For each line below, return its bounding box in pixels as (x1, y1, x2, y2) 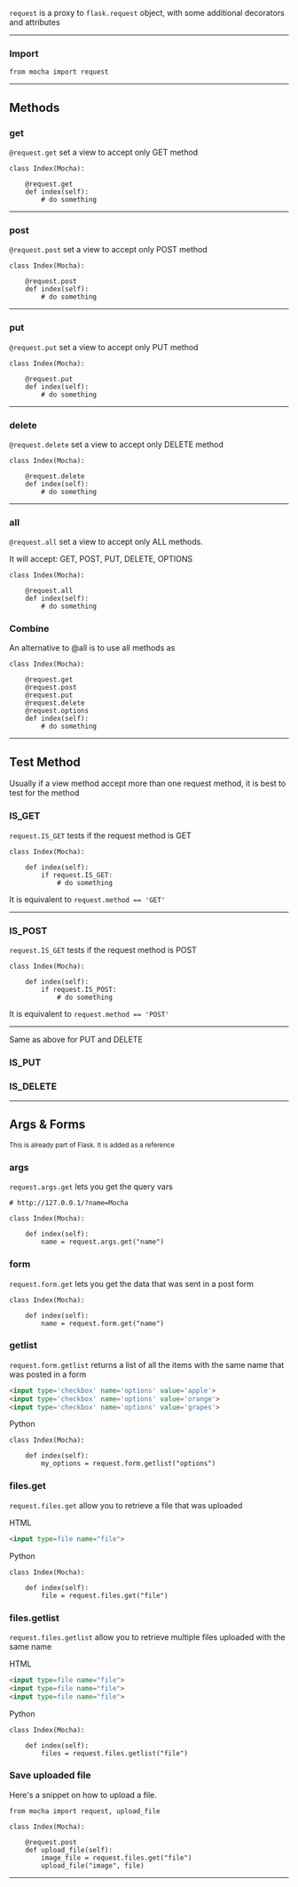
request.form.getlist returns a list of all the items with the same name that (9, 1359, 285, 1370)
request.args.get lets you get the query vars (9, 1181, 173, 1192)
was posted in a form (9, 1369, 87, 1379)
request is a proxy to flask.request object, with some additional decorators (9, 8, 286, 18)
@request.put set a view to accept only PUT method (9, 341, 199, 352)
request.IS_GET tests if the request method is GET (9, 830, 192, 841)
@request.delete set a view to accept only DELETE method (9, 439, 224, 450)
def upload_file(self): (25, 1845, 114, 1854)
